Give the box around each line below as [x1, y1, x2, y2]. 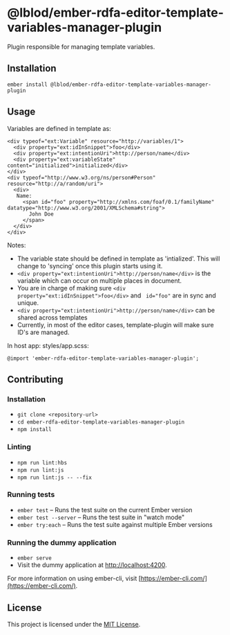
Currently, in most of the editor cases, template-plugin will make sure [17, 320, 214, 329]
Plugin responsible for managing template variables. [7, 42, 155, 51]
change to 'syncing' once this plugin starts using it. [17, 261, 163, 270]
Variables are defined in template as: [7, 124, 112, 132]
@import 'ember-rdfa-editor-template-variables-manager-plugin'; [7, 355, 199, 362]
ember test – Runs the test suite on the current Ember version [17, 505, 193, 514]
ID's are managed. [17, 328, 70, 336]
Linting [7, 442, 31, 452]
